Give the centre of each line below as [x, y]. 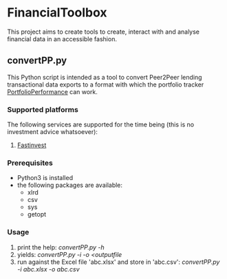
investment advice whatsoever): [53, 132]
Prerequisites [30, 163]
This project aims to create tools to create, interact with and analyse [104, 32]
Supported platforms [43, 109]
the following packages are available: [69, 185]
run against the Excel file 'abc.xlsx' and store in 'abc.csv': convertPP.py [118, 262]
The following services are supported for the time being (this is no [101, 124]
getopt [37, 214]
